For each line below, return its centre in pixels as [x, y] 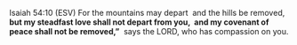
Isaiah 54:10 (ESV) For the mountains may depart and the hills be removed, [147, 13]
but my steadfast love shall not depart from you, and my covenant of [139, 22]
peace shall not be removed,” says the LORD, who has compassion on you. [149, 31]
